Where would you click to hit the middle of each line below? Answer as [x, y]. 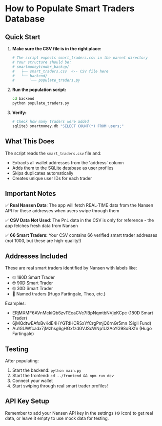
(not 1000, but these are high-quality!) [43, 241]
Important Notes [30, 193]
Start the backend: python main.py [47, 370]
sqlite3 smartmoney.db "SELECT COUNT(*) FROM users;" [68, 126]
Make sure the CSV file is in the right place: [57, 49]
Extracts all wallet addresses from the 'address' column [68, 162]
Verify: [19, 112]
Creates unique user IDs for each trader [52, 178]
